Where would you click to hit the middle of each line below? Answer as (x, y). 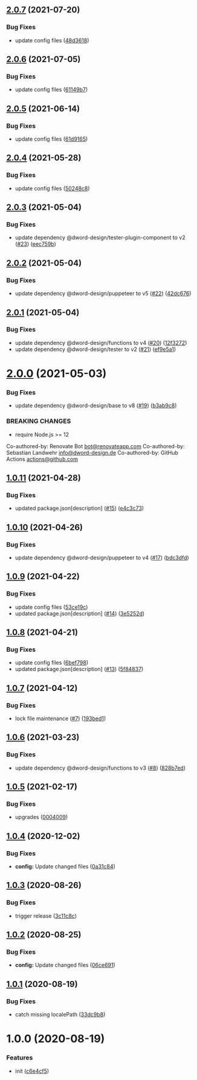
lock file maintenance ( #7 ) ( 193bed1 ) (60, 719)
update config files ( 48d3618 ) (52, 40)
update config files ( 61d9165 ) (51, 139)
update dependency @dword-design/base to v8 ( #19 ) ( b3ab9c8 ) (96, 406)
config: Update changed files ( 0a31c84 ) (65, 867)
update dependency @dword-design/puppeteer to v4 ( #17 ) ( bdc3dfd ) (102, 558)
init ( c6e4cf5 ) (32, 1071)
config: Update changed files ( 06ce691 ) (65, 965)
